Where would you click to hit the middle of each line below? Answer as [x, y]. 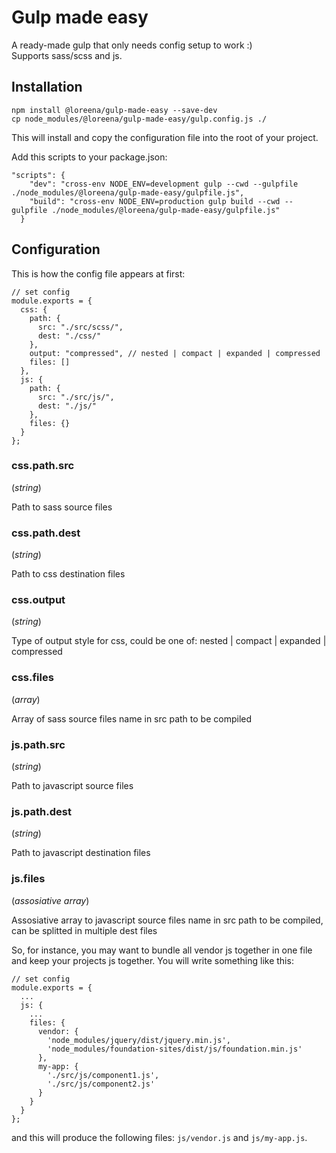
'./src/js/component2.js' [101, 1084]
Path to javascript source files [72, 786]
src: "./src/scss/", [80, 327]
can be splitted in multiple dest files [84, 930]
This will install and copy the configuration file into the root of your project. [165, 137]
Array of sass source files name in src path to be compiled [132, 718]
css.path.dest [46, 533]
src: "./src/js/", [76, 397]
